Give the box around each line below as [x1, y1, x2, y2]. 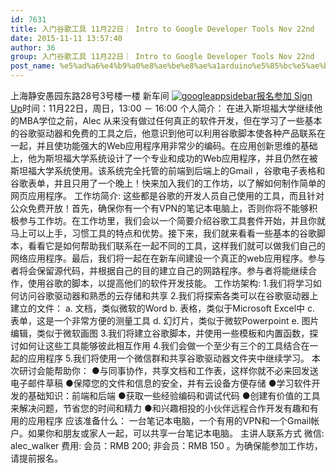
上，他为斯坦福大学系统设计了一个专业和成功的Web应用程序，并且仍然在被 [10, 152, 318, 164]
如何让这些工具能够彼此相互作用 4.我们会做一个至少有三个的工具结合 [18, 340, 302, 351]
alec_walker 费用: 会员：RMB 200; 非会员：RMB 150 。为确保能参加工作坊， [10, 440, 323, 451]
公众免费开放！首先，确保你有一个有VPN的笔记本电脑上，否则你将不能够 [10, 202, 310, 214]
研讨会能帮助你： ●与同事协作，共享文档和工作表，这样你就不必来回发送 [18, 365, 319, 376]
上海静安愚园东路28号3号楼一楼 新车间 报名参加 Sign [10, 90, 313, 101]
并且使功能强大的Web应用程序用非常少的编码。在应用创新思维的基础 [36, 140, 318, 151]
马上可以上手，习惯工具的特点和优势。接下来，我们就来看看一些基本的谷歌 [10, 227, 317, 239]
